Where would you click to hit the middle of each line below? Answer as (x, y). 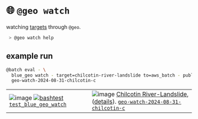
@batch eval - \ (26, 70)
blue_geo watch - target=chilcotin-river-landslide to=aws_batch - (96, 75)
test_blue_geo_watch (38, 105)
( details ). (104, 102)
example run (29, 56)
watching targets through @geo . (44, 27)
